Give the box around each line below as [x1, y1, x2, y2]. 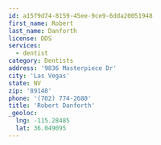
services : [8, 42, 42, 50]
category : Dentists [8, 57, 74, 65]
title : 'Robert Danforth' [8, 101, 95, 110]
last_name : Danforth [8, 27, 78, 35]
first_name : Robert [8, 19, 74, 27]
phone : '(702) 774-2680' [8, 94, 92, 102]
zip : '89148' [8, 86, 52, 95]
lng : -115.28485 [15, 117, 70, 125]
